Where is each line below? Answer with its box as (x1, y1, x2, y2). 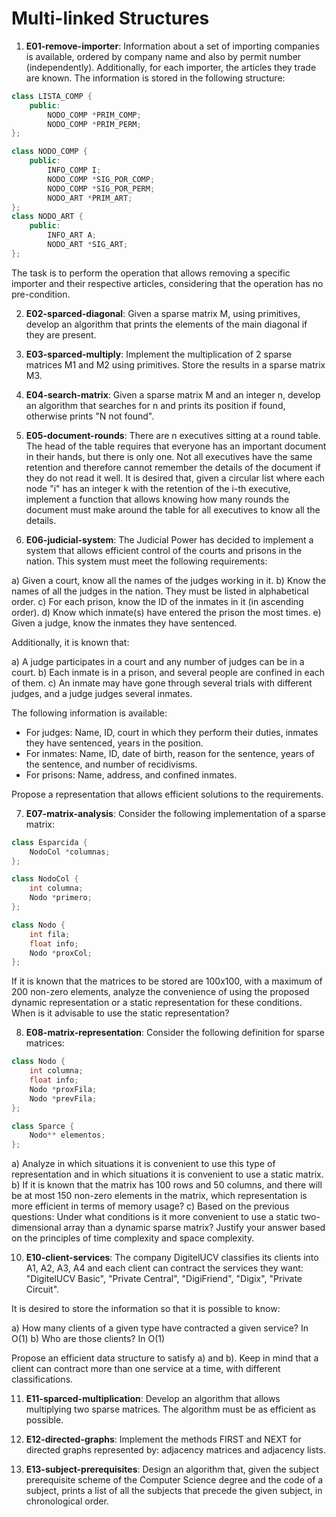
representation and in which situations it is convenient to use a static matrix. (11, 1168, 324, 1181)
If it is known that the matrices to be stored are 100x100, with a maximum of (11, 975, 323, 987)
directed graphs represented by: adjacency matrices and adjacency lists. (25, 1444, 326, 1456)
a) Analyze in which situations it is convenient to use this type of (11, 1158, 276, 1170)
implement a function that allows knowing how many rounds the (25, 493, 290, 505)
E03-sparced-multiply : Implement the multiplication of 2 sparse (25, 348, 293, 360)
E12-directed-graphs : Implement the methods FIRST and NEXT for (25, 1433, 302, 1446)
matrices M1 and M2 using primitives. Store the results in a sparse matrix (25, 358, 326, 371)
